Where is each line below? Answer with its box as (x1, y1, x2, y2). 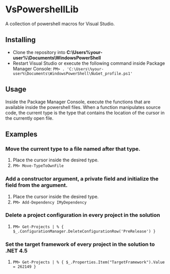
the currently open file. (5, 115, 54, 121)
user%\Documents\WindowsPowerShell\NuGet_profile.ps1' (12, 71, 133, 76)
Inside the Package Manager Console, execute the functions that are (5, 99, 150, 105)
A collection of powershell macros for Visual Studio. (5, 21, 115, 27)
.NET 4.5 (5, 247, 28, 254)
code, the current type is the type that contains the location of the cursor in (5, 109, 165, 116)
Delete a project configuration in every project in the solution (5, 212, 160, 219)
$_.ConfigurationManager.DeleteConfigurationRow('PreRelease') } (12, 229, 156, 234)
